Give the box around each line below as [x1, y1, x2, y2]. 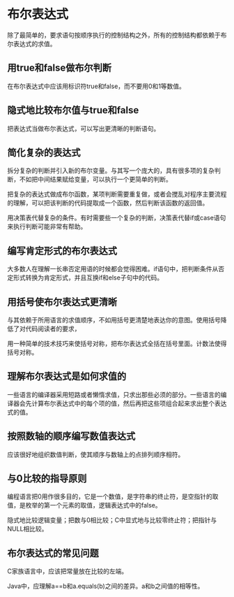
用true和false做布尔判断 [7, 62, 111, 74]
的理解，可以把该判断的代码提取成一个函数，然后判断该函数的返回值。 [7, 199, 209, 207]
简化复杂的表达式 [7, 146, 81, 158]
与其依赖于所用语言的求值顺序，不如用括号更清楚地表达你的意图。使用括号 [7, 316, 221, 324]
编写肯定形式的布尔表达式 [7, 245, 117, 257]
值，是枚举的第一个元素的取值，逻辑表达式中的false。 [7, 501, 162, 510]
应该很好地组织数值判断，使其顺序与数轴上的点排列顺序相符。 [7, 450, 185, 459]
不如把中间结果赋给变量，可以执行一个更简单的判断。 [19, 175, 172, 184]
